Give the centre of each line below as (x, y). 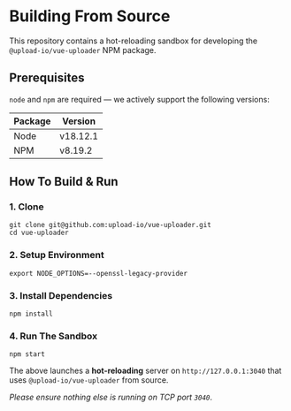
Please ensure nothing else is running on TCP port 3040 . (111, 397)
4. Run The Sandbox (54, 336)
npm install (31, 314)
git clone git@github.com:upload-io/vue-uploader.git (111, 225)
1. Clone (27, 207)
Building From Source (90, 16)
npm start (27, 354)
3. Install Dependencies (61, 295)
